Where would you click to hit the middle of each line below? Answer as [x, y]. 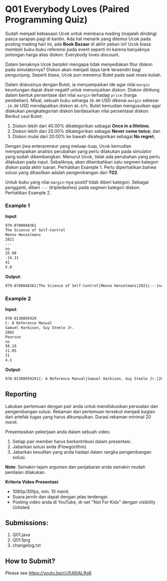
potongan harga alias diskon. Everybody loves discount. [62, 54]
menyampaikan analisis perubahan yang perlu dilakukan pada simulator [79, 151]
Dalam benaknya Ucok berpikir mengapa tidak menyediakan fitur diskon [79, 64]
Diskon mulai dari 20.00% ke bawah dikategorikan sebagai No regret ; [84, 136]
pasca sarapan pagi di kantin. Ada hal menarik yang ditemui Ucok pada [78, 39]
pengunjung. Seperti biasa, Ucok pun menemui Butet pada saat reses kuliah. [83, 75]
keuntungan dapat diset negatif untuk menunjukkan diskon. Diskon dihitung [83, 90]
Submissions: [27, 523]
